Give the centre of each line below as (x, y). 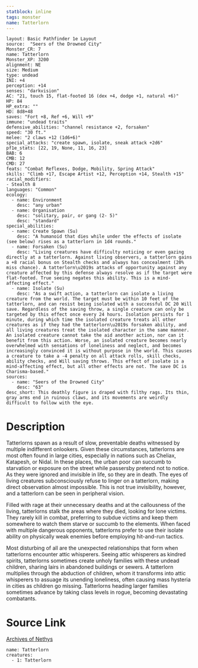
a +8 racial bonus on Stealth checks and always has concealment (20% (95, 263)
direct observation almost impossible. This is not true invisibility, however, (96, 487)
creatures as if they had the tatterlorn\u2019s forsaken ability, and (96, 325)
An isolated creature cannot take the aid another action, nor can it (95, 335)
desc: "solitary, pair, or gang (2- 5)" (67, 216)
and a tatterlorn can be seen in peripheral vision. (66, 493)
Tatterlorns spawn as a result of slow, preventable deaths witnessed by (93, 443)
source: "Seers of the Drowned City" (54, 44)
